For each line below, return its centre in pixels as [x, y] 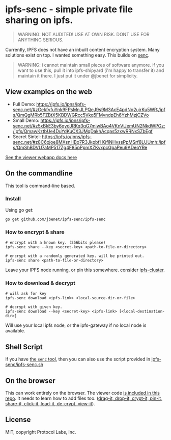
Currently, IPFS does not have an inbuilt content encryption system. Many [82, 49]
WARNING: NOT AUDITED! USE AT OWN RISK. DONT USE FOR [84, 34]
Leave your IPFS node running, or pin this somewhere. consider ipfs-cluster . [85, 270]
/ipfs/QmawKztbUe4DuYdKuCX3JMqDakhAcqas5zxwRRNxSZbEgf [82, 131]
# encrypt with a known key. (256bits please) [55, 243]
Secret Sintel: [27, 137]
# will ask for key [26, 294]
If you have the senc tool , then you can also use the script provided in [78, 359]
